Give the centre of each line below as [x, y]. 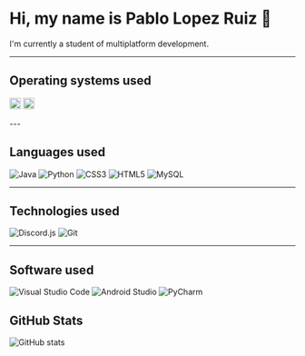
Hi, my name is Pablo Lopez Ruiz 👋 [141, 19]
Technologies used [64, 211]
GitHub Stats [46, 320]
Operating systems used [80, 81]
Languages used [58, 152]
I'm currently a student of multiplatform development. [109, 44]
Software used [52, 270]
